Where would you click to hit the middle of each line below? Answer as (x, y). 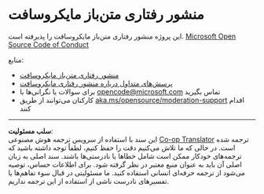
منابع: (16, 60)
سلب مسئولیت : (31, 130)
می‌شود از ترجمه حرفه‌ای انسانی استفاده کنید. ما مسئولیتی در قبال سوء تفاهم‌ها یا (127, 172)
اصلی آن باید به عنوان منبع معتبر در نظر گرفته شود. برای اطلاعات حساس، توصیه (125, 164)
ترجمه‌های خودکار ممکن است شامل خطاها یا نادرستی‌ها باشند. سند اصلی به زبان (125, 156)
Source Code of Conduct (48, 44)
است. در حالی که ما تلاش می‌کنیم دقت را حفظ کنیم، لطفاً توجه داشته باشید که (122, 148)
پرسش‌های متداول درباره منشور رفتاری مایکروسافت (96, 83)
